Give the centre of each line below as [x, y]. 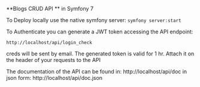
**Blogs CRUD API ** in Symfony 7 [50, 9]
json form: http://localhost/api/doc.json [54, 78]
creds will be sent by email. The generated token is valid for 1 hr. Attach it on [100, 54]
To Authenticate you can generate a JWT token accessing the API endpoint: [100, 32]
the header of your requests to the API [53, 60]
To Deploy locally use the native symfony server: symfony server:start [94, 20]
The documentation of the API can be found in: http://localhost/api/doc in [97, 72]
